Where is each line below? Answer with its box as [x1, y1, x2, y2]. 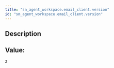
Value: [5, 46, 25, 54]
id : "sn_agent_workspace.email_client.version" [5, 12, 103, 17]
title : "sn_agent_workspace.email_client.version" [5, 7, 110, 12]
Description [5, 30, 41, 38]
